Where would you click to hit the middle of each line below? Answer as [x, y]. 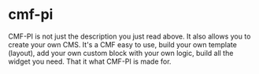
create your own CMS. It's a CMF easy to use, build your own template [123, 44]
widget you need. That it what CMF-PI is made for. [90, 61]
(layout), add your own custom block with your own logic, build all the [121, 53]
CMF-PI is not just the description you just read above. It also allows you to [129, 36]
